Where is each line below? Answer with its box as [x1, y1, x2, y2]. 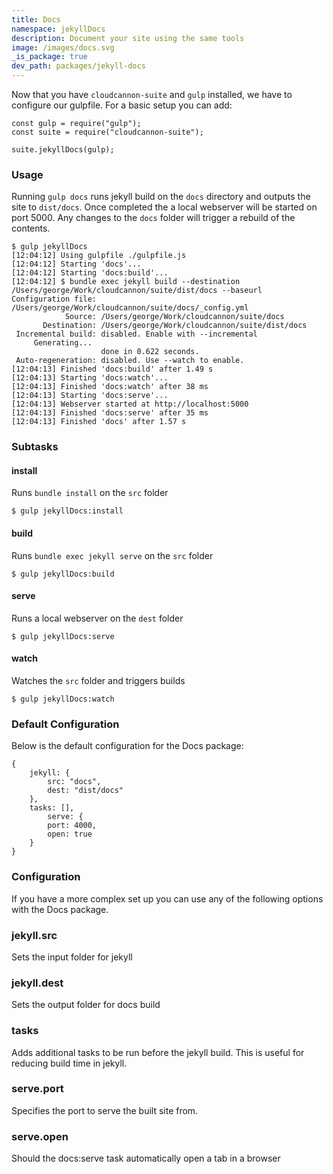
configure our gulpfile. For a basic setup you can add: [11, 99, 233, 111]
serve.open [11, 1129, 69, 1143]
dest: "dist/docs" [47, 786, 124, 796]
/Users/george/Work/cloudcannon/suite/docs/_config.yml [11, 303, 249, 313]
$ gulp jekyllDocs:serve [11, 631, 115, 641]
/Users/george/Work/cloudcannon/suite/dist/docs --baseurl [11, 286, 263, 296]
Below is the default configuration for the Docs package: [11, 740, 244, 752]
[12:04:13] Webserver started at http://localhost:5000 [11, 399, 249, 410]
